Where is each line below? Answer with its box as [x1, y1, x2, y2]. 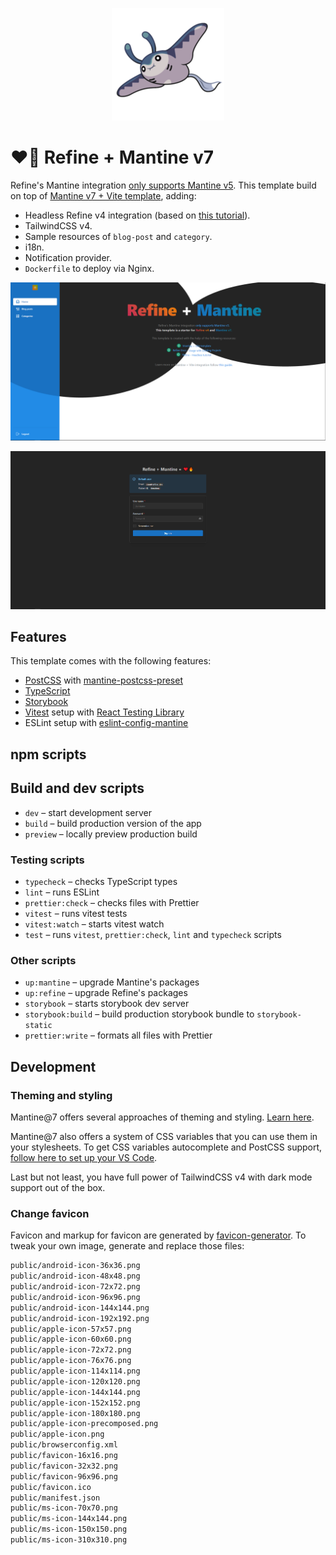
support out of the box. [10, 1181, 106, 1193]
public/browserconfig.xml [10, 1440, 118, 1450]
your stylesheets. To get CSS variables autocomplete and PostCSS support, [10, 1141, 323, 1153]
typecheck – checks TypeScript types [24, 875, 178, 887]
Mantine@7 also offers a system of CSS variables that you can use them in [10, 1130, 318, 1142]
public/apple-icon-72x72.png [10, 1345, 132, 1355]
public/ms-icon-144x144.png [10, 1514, 128, 1524]
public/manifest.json [10, 1493, 101, 1503]
